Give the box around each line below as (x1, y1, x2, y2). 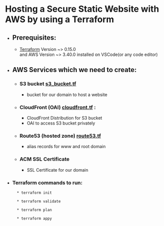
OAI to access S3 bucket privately (26, 120, 95, 126)
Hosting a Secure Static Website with (5, 3, 159, 15)
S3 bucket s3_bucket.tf (19, 80, 77, 87)
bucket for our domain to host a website (26, 92, 108, 98)
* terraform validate (17, 199, 61, 204)
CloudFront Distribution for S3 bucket (26, 115, 102, 121)
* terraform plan (17, 207, 52, 212)
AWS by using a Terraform (5, 14, 114, 25)
